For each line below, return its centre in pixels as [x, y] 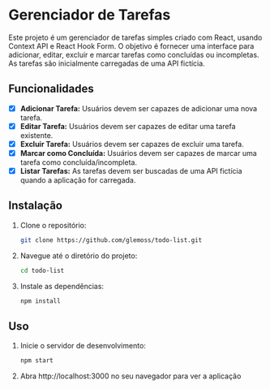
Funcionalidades [51, 89]
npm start [37, 361]
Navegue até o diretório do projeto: [79, 255]
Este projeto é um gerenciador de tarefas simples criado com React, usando [135, 37]
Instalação [36, 206]
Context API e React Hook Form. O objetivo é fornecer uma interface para [131, 45]
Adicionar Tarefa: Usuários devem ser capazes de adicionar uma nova [139, 108]
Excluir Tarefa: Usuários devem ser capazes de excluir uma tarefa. [132, 144]
